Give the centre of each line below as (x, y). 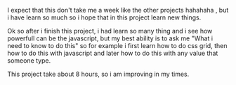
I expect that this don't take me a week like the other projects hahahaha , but (118, 10)
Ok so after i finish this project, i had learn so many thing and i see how (110, 31)
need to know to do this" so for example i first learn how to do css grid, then (117, 46)
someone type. (29, 61)
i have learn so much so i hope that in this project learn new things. (104, 17)
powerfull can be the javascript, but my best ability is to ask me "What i (110, 38)
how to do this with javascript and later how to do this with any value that (113, 53)
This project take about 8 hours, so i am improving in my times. (98, 74)
